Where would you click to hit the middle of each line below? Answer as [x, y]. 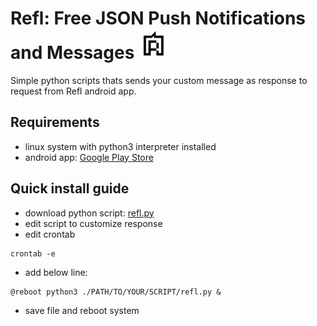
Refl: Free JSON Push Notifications [158, 18]
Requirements [55, 122]
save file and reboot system [82, 310]
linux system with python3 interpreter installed [120, 146]
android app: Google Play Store [89, 157]
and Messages [72, 53]
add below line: [56, 272]
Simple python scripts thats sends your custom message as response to [159, 80]
